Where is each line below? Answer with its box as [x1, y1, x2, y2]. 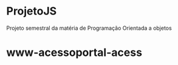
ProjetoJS [6, 4, 57, 18]
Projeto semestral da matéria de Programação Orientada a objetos [6, 24, 172, 32]
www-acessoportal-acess [6, 46, 143, 60]
